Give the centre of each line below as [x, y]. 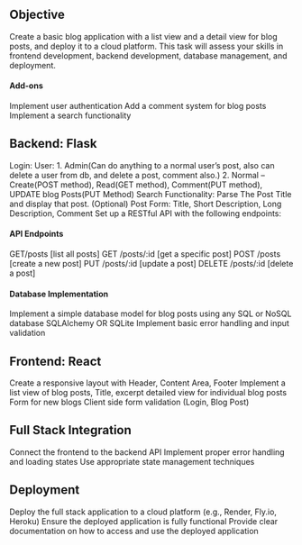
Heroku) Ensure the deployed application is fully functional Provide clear [144, 521]
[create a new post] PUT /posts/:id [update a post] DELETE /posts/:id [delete [151, 264]
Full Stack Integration [71, 430]
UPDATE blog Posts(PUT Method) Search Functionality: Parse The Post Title [151, 194]
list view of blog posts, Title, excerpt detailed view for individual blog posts [148, 393]
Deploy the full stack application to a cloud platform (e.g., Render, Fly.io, [143, 512]
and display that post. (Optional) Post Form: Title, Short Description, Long [146, 204]
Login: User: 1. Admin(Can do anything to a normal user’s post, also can [142, 165]
